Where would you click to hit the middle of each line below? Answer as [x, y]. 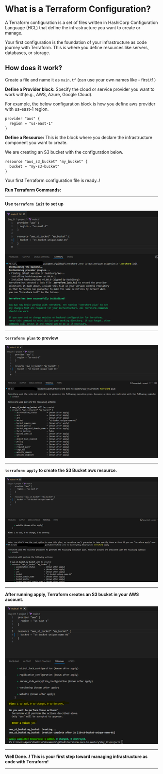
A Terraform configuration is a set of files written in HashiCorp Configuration [81, 22]
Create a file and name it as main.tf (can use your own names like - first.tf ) [81, 79]
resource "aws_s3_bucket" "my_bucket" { [47, 161]
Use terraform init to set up [34, 204]
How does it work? [34, 68]
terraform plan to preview [32, 338]
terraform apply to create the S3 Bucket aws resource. [61, 470]
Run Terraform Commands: [33, 190]
